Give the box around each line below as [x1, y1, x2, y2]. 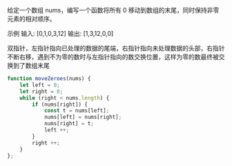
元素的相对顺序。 [7, 15, 56, 23]
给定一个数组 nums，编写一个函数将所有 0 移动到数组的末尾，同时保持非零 [7, 6, 220, 14]
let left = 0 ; [19, 82, 60, 89]
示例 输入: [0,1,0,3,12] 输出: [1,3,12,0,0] [7, 30, 114, 37]
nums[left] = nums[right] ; [43, 113, 122, 121]
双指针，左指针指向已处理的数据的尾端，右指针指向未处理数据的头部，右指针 [7, 44, 225, 52]
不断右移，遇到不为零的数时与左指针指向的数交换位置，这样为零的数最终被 [7, 53, 219, 61]
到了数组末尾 [12, 62, 50, 69]
